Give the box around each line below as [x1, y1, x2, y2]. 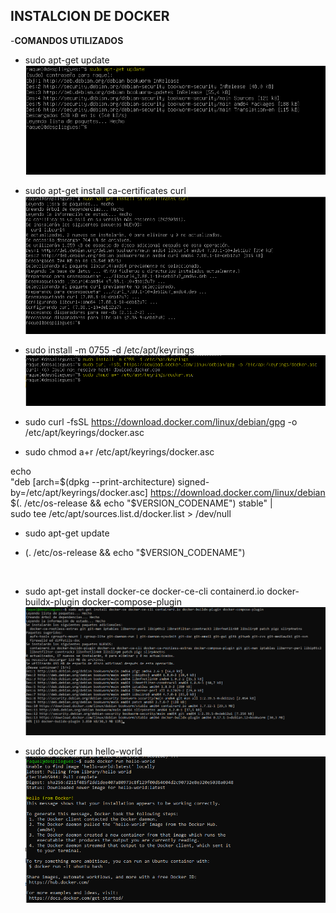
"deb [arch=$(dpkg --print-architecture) [10, 476, 176, 488]
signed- [177, 476, 210, 488]
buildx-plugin [24, 596, 80, 608]
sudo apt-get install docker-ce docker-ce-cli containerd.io [24, 585, 265, 598]
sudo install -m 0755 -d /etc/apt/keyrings [24, 344, 195, 356]
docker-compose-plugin [81, 596, 182, 608]
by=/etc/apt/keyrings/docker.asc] [10, 487, 148, 499]
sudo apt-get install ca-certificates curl [24, 184, 187, 196]
